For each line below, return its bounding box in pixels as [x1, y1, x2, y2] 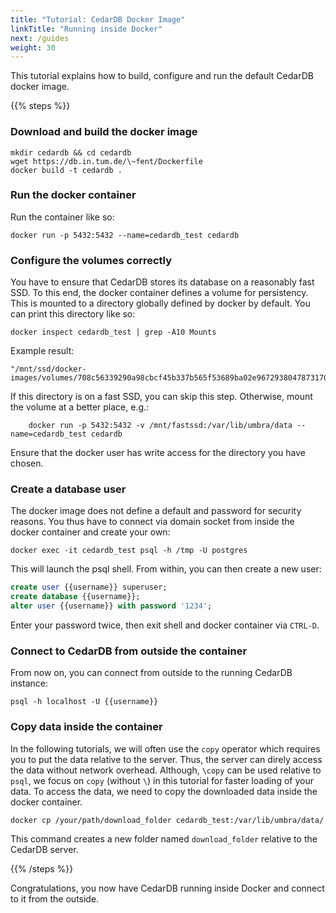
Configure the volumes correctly [10, 253, 173, 267]
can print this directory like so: [10, 308, 136, 320]
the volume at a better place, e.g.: [10, 401, 150, 413]
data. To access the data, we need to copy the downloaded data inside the [10, 785, 318, 797]
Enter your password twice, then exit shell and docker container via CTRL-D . [10, 619, 320, 631]
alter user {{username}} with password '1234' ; [10, 601, 213, 611]
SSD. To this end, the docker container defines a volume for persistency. [10, 287, 309, 299]
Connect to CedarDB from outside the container [10, 644, 248, 658]
